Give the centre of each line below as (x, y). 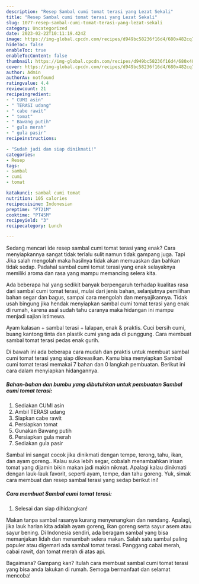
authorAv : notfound (30, 78)
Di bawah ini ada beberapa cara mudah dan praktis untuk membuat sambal (98, 352)
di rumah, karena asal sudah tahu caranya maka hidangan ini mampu (90, 310)
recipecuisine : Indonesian (39, 204)
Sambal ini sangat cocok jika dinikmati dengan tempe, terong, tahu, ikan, (94, 455)
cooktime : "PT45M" (29, 215)
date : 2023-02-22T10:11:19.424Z (46, 34)
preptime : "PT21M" (29, 209)
